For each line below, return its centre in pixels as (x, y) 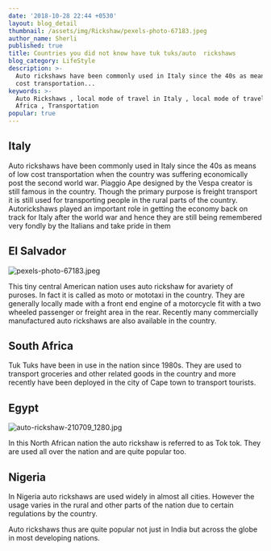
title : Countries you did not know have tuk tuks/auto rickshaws (122, 53)
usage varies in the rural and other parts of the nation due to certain (121, 505)
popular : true (32, 114)
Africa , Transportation (57, 106)
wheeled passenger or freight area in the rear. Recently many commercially (133, 312)
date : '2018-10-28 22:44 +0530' (63, 16)
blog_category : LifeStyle (52, 61)
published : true (35, 46)
